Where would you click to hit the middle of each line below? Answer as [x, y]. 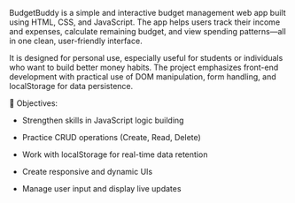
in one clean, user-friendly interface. [76, 41]
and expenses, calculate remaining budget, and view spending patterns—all [147, 31]
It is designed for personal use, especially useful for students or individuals [146, 58]
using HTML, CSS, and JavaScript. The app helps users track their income [145, 22]
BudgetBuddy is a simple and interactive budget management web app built [147, 13]
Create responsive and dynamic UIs [87, 172]
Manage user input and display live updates [101, 188]
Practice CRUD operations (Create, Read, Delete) [111, 137]
